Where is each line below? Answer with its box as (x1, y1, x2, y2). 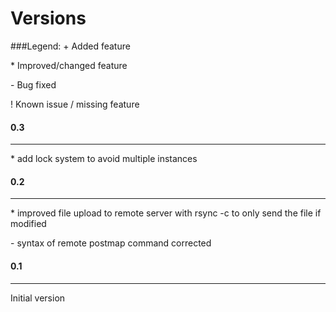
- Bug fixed (10, 78, 57, 91)
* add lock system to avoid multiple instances (10, 153, 198, 165)
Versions (10, 7, 87, 30)
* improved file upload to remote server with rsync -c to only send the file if (10, 207, 322, 219)
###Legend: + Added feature (10, 40, 131, 52)
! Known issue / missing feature (10, 98, 140, 110)
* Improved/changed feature (10, 59, 128, 71)
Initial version (10, 292, 66, 304)
